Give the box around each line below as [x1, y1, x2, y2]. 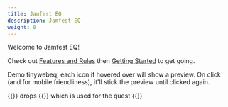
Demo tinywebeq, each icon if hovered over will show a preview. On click [7, 70, 222, 79]
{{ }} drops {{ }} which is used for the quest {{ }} [7, 91, 143, 100]
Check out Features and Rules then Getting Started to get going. [7, 57, 195, 65]
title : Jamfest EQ [7, 10, 62, 18]
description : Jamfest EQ [7, 17, 81, 24]
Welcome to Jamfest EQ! [7, 43, 80, 52]
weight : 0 [7, 23, 37, 30]
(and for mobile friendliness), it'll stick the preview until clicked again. [7, 78, 210, 86]
